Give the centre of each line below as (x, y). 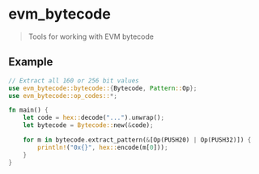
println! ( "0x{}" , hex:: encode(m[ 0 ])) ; (103, 147)
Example (31, 62)
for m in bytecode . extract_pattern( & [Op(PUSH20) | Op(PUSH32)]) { (137, 140)
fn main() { (28, 110)
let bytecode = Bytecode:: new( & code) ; (88, 125)
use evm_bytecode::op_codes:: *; (63, 95)
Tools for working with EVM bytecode (91, 36)
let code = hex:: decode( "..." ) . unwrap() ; (93, 118)
